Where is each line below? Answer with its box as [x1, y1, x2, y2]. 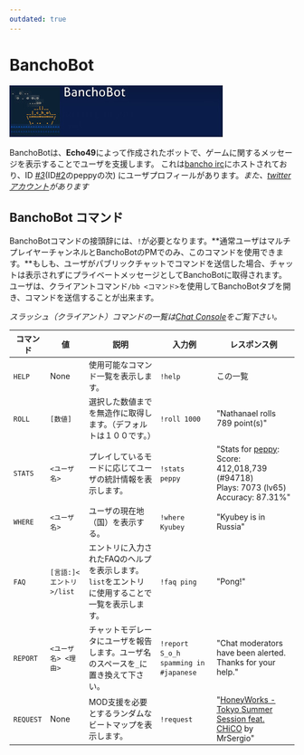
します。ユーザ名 [89, 647, 152, 658]
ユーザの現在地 [89, 505, 145, 516]
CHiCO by [216, 722, 254, 733]
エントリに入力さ [89, 542, 153, 553]
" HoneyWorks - [216, 693, 276, 705]
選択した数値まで [89, 397, 153, 407]
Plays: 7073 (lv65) [216, 482, 287, 492]
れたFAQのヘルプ [89, 553, 152, 565]
